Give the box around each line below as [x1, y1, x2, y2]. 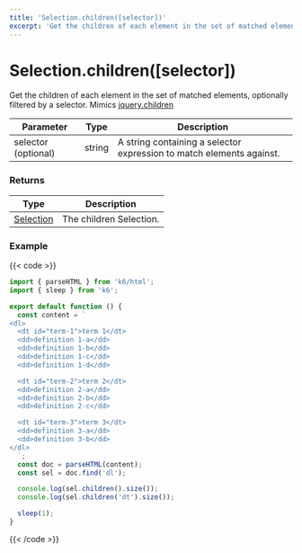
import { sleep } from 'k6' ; [9, 285, 119, 295]
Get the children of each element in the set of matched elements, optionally [9, 90, 289, 101]
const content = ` [17, 310, 87, 319]
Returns [9, 174, 45, 187]
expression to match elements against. [117, 147, 280, 160]
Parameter [22, 120, 68, 133]
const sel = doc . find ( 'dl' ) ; [17, 468, 127, 477]
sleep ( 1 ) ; [17, 509, 54, 518]
